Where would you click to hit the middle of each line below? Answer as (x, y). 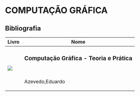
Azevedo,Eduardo (45, 81)
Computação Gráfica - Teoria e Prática (78, 59)
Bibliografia (23, 28)
